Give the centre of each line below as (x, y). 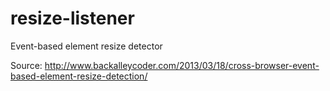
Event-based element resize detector (86, 46)
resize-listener (72, 18)
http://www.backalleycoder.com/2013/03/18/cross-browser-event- (182, 65)
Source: (26, 65)
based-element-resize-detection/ (79, 76)
